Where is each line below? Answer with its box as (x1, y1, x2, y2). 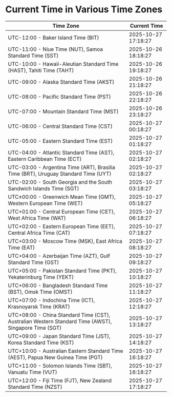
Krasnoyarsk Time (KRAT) (8, 303, 70, 310)
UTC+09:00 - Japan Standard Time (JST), (8, 332, 111, 339)
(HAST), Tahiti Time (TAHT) (8, 67, 74, 74)
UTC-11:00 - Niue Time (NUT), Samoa (8, 45, 103, 52)
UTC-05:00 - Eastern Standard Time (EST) (8, 137, 113, 144)
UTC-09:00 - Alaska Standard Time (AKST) (8, 78, 115, 85)
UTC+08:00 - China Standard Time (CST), (8, 311, 111, 318)
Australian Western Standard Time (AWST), (8, 317, 112, 325)
